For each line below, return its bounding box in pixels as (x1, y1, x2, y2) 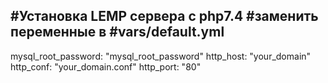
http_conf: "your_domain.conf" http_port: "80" (10, 60, 202, 73)
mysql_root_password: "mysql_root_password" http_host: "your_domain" (10, 50, 312, 62)
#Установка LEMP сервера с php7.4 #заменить (10, 8, 319, 25)
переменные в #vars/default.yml (10, 24, 225, 41)
